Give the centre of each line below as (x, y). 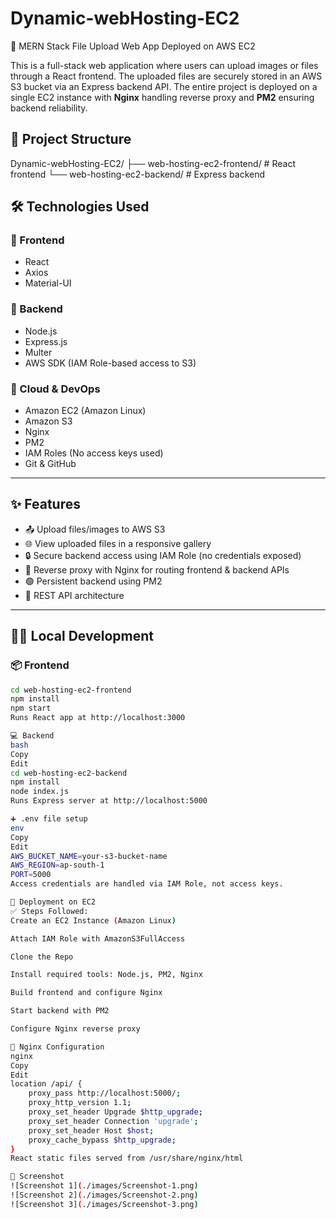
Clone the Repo (42, 957)
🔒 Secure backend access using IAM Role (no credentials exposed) (163, 555)
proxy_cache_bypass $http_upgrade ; (102, 1140)
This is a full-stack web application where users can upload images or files (164, 65)
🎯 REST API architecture (74, 595)
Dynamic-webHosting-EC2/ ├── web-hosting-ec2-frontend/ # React (153, 163)
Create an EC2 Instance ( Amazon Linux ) (93, 920)
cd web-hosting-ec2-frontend (71, 690)
